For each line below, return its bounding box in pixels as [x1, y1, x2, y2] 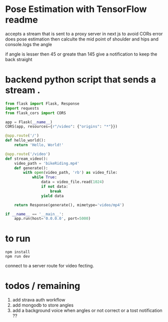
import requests [5, 106, 39, 111]
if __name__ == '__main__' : [5, 211, 64, 216]
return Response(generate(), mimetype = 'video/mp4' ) [14, 202, 124, 207]
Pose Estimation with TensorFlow [5, 4, 147, 15]
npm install [5, 249, 30, 255]
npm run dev [5, 254, 30, 259]
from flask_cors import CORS [5, 110, 66, 116]
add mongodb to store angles [12, 302, 74, 308]
